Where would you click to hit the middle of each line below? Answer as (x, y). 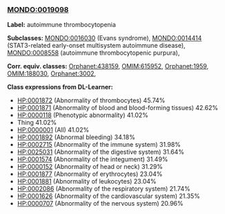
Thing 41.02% (37, 123)
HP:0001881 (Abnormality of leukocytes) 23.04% (87, 181)
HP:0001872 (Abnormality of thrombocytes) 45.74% (91, 100)
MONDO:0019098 (38, 10)
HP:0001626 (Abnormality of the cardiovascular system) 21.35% (108, 196)
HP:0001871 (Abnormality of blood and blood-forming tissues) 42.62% (118, 108)
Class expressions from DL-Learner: (60, 87)
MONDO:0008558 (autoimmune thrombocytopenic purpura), (94, 53)
